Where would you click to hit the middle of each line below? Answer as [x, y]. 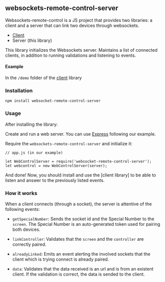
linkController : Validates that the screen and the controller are [78, 239]
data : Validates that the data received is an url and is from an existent [83, 269]
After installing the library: [31, 124]
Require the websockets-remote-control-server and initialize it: [69, 143]
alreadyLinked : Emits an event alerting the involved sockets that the [81, 254]
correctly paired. [29, 244]
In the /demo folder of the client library [44, 78]
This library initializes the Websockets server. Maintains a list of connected [81, 50]
